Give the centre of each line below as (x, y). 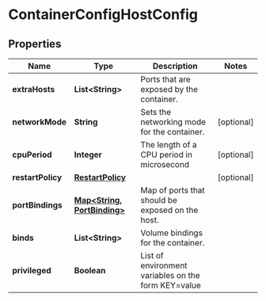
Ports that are (166, 79)
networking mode (173, 122)
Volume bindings (172, 233)
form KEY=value (171, 285)
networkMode (40, 122)
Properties (35, 44)
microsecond (165, 164)
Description (175, 66)
